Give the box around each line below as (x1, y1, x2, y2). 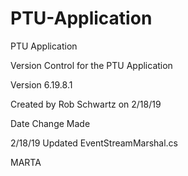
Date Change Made (10, 117, 91, 129)
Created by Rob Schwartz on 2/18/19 (10, 98, 162, 110)
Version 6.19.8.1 (10, 78, 73, 91)
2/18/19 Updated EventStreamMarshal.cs (10, 137, 179, 149)
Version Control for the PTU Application (10, 59, 173, 71)
